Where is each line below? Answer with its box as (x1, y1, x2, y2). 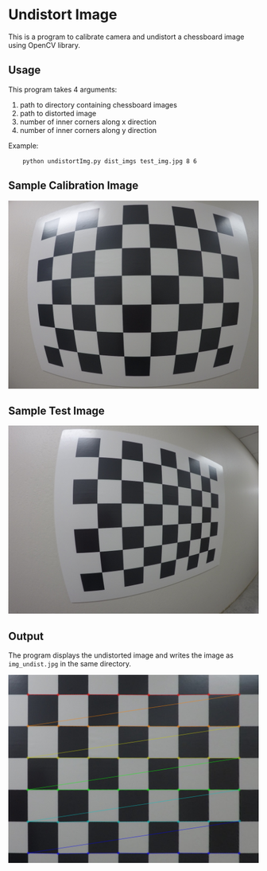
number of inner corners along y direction (19, 125, 157, 135)
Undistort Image (8, 6, 118, 24)
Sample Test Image (8, 404, 105, 417)
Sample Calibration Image (8, 179, 139, 193)
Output (8, 629, 44, 643)
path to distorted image (19, 108, 97, 118)
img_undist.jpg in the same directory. (8, 659, 132, 669)
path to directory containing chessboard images (19, 100, 177, 109)
